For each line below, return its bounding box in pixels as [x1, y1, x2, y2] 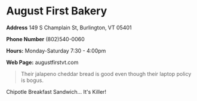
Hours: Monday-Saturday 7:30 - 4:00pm [6, 47, 106, 54]
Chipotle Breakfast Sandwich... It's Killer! [6, 88, 106, 95]
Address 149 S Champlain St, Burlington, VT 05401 [6, 24, 132, 31]
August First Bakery [6, 4, 107, 18]
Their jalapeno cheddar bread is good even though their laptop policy [20, 70, 192, 77]
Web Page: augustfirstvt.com [6, 59, 79, 66]
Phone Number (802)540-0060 [6, 35, 85, 42]
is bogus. [20, 76, 44, 84]
